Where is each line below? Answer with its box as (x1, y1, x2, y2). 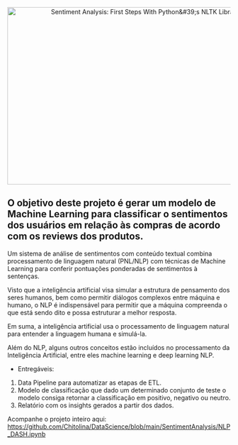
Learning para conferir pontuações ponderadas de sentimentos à (7, 264, 198, 273)
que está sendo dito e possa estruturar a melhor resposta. (7, 308, 177, 317)
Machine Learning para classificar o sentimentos (7, 208, 228, 220)
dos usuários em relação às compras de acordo (7, 219, 221, 231)
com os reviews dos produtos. (7, 231, 144, 243)
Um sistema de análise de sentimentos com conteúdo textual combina (7, 249, 212, 258)
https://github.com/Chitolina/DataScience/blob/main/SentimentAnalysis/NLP (7, 422, 231, 431)
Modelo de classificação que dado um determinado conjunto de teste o (17, 385, 227, 394)
